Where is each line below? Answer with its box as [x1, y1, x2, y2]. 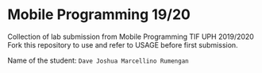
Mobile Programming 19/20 [7, 6, 191, 24]
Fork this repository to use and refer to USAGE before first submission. [7, 40, 239, 49]
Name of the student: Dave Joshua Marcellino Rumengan [7, 56, 189, 65]
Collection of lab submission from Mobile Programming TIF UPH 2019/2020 [7, 32, 255, 41]
